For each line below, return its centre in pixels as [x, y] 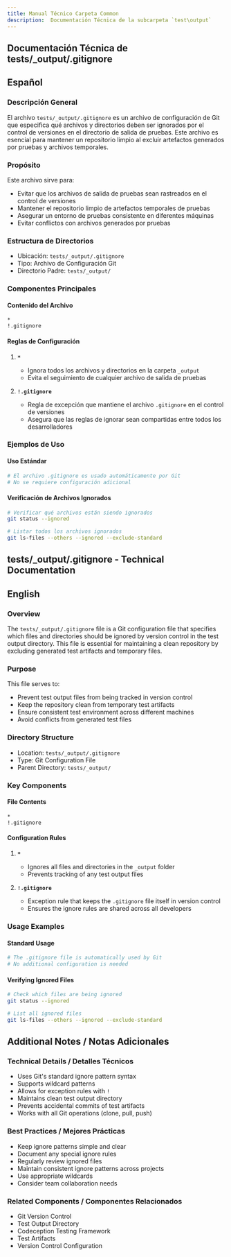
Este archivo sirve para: [41, 180]
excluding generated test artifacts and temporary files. [85, 651]
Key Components [37, 785]
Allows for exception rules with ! [64, 1091]
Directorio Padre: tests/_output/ [64, 271]
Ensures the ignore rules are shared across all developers [109, 909]
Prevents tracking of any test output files [85, 874]
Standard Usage [31, 943]
